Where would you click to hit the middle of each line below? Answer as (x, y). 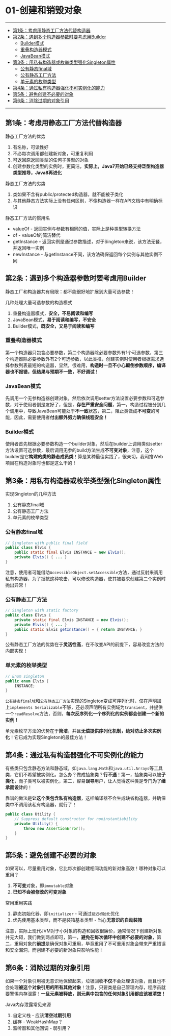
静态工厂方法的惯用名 (27, 218)
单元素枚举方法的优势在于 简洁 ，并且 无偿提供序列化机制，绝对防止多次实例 (83, 731)
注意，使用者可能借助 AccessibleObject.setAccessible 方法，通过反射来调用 (84, 572)
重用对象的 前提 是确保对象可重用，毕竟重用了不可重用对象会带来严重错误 (90, 944)
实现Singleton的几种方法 (31, 494)
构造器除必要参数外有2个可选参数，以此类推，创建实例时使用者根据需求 (84, 359)
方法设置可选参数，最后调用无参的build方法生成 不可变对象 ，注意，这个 (80, 450)
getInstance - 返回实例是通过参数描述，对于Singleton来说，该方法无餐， (88, 241)
